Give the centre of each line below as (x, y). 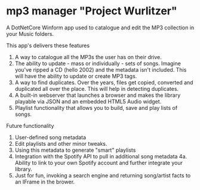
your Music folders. (30, 33)
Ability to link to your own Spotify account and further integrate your (99, 163)
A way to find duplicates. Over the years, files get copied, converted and (104, 82)
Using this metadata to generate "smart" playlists (75, 150)
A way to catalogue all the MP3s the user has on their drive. (88, 57)
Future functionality (30, 125)
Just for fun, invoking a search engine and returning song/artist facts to (103, 175)
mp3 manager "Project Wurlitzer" (92, 11)
